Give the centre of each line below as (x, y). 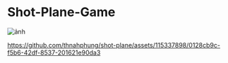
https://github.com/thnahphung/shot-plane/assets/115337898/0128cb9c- (114, 45)
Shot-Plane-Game (61, 12)
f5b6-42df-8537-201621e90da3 (54, 52)
